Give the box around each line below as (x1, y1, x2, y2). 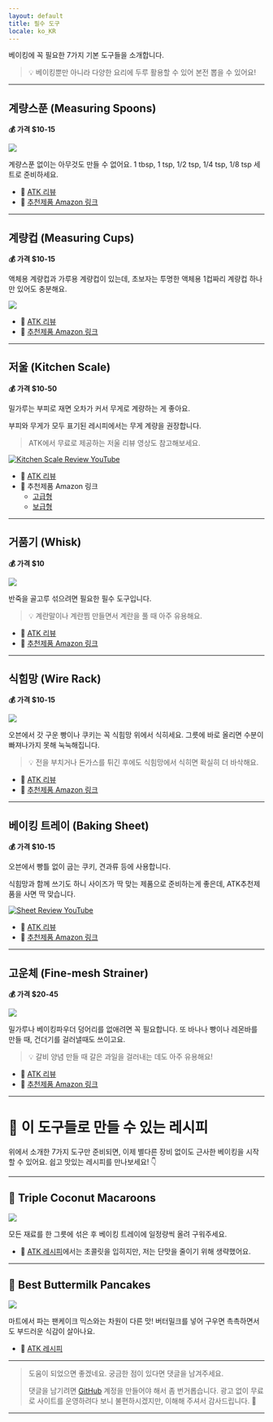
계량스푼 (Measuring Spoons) (8, 101, 157, 115)
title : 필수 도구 (8, 20, 61, 28)
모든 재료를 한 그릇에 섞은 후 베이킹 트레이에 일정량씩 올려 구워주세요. (8, 1229, 227, 1239)
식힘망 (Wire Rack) (8, 672, 102, 686)
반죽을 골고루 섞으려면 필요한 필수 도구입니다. (8, 593, 152, 603)
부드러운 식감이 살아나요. (16, 1326, 96, 1336)
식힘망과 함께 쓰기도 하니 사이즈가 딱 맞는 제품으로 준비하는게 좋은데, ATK (8, 879, 241, 889)
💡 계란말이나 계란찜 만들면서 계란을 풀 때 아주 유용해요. (28, 611, 203, 621)
